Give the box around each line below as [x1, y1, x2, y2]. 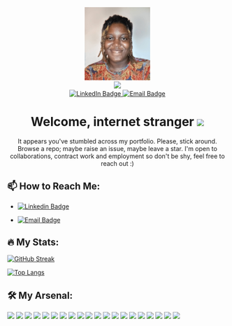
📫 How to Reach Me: [7, 180, 100, 192]
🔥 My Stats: [7, 236, 59, 248]
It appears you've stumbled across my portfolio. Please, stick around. [17, 136, 217, 146]
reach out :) [101, 159, 134, 167]
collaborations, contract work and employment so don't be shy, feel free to [10, 152, 225, 160]
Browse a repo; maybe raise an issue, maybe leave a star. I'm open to [17, 144, 218, 153]
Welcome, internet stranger [30, 113, 194, 129]
